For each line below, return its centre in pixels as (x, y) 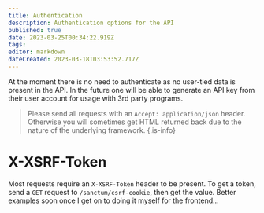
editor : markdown (37, 52)
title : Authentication (45, 15)
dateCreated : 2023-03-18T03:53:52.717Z (74, 60)
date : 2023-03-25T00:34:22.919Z (61, 37)
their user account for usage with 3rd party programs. (96, 98)
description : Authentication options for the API (91, 23)
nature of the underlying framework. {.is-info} (101, 130)
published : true (35, 30)
